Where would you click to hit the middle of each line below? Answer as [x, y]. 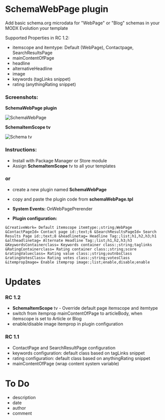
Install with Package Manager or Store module [60, 160]
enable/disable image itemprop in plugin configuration [68, 324]
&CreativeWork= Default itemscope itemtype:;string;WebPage [69, 227]
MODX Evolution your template [37, 28]
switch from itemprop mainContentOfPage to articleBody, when [77, 313]
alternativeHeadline [32, 69]
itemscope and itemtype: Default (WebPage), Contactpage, [73, 47]
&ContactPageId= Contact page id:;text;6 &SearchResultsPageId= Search [81, 232]
